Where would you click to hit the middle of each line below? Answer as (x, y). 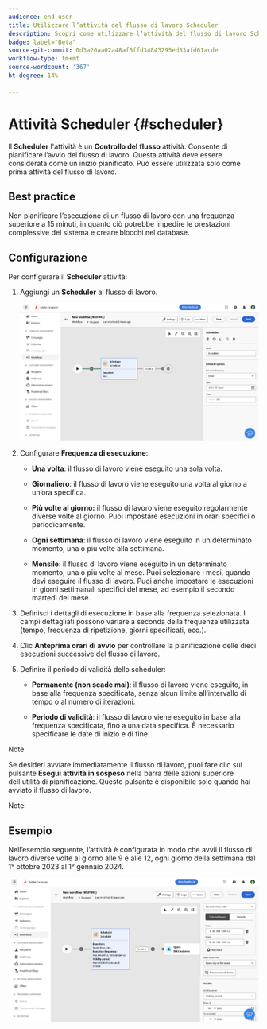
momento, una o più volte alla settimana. (98, 549)
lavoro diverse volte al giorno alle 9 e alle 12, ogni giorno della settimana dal (132, 858)
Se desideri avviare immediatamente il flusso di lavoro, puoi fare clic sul (125, 765)
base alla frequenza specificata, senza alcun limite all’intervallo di (139, 693)
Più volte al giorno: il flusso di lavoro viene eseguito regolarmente (139, 508)
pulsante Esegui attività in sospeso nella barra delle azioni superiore (121, 773)
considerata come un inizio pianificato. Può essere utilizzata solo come (124, 163)
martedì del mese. (61, 598)
